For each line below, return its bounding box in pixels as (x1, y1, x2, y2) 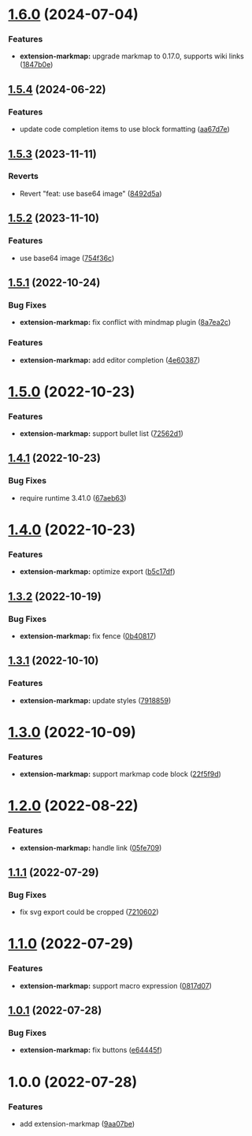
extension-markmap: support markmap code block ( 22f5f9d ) (19, 769, 222, 779)
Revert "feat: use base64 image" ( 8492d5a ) (19, 188, 163, 198)
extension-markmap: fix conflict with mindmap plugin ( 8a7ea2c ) (19, 318, 231, 327)
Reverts (8, 171, 39, 182)
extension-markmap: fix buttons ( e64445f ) (19, 1045, 163, 1055)
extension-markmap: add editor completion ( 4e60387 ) (19, 355, 201, 364)
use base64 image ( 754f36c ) (19, 253, 115, 263)
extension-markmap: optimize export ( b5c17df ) (19, 567, 176, 576)
